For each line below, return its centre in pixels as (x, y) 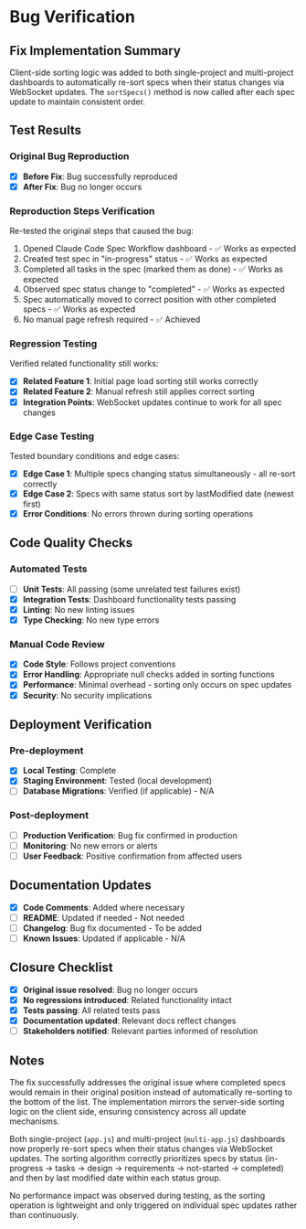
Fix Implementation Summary (95, 51)
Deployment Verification (81, 724)
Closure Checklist (61, 968)
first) (32, 504)
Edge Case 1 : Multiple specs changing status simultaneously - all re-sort (159, 474)
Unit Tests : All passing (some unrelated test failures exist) (132, 589)
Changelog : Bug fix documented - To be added (112, 928)
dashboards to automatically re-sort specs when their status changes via (147, 82)
